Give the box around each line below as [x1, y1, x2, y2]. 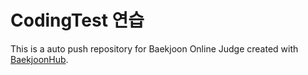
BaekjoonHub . [10, 53, 69, 65]
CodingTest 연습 [10, 9, 145, 32]
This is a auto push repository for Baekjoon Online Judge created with [10, 42, 299, 55]
